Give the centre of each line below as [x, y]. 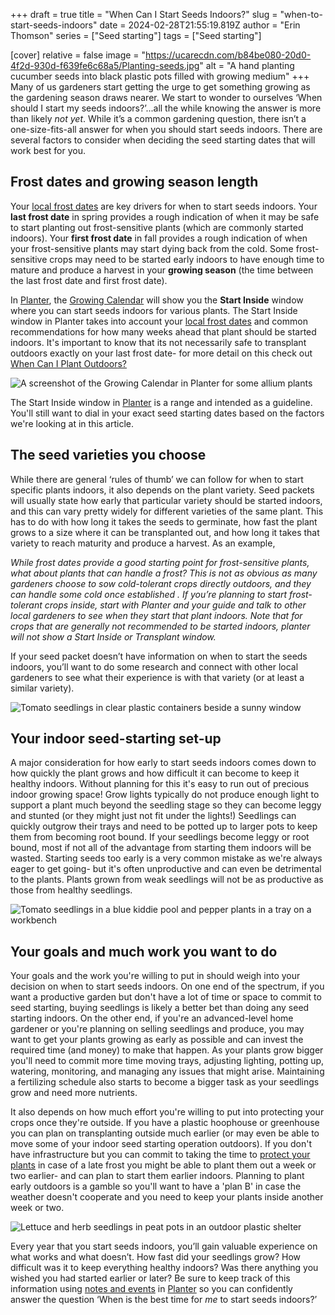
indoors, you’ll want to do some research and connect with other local [154, 666]
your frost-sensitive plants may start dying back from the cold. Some [152, 248]
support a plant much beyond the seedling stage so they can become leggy [166, 805]
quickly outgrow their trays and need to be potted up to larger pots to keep [164, 826]
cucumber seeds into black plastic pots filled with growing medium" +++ [160, 76]
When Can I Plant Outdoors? [69, 363]
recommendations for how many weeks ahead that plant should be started [163, 331]
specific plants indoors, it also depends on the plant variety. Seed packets [162, 490]
